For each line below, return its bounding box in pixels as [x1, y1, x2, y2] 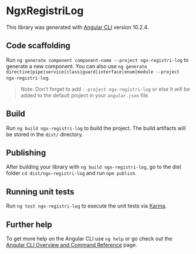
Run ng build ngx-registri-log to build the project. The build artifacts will [6, 124, 186, 131]
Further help [6, 219, 53, 229]
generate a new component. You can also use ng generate [6, 62, 147, 70]
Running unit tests [6, 187, 75, 197]
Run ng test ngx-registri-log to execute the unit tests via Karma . [6, 202, 167, 210]
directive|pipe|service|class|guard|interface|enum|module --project [6, 69, 180, 75]
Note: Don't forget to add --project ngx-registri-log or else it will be [20, 85, 190, 93]
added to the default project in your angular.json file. [20, 91, 150, 98]
